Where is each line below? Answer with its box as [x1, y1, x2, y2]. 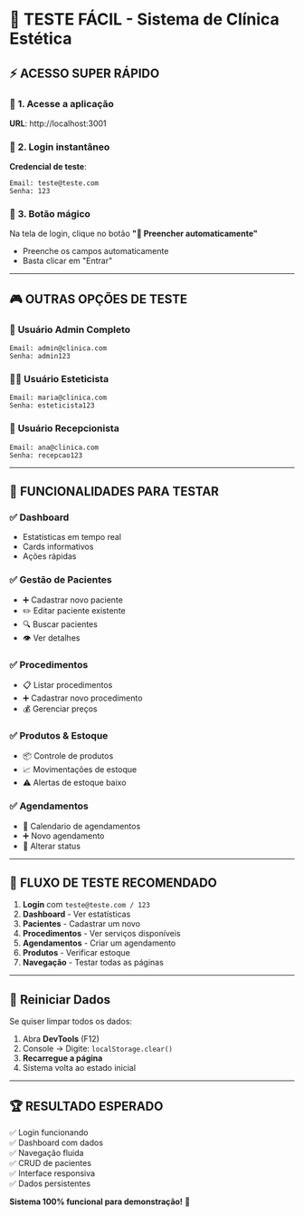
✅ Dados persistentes [9, 1178, 91, 1189]
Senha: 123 [9, 187, 51, 196]
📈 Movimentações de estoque [22, 764, 138, 775]
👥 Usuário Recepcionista [9, 422, 119, 435]
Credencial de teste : [9, 162, 88, 172]
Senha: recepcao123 [9, 450, 83, 460]
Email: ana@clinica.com [9, 443, 100, 452]
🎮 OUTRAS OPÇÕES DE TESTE [9, 291, 188, 307]
